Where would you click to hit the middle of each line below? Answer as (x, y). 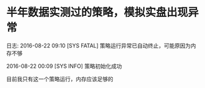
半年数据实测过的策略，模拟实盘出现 (97, 12)
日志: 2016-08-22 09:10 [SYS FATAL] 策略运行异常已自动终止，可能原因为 (99, 46)
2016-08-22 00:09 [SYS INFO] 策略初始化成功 (64, 66)
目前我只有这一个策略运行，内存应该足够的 (60, 79)
